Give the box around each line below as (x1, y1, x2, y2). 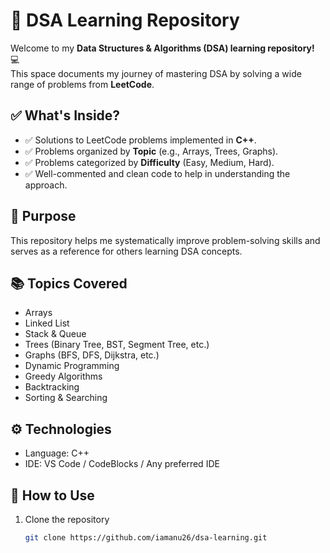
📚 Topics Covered (10, 275, 128, 292)
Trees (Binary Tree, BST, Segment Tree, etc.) (24, 339, 210, 351)
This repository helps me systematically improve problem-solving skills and (10, 234, 321, 246)
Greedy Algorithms (24, 370, 103, 383)
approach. (24, 179, 68, 191)
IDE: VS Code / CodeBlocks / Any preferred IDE (24, 458, 220, 470)
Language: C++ (24, 447, 90, 459)
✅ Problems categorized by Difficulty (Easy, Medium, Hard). (24, 156, 275, 168)
